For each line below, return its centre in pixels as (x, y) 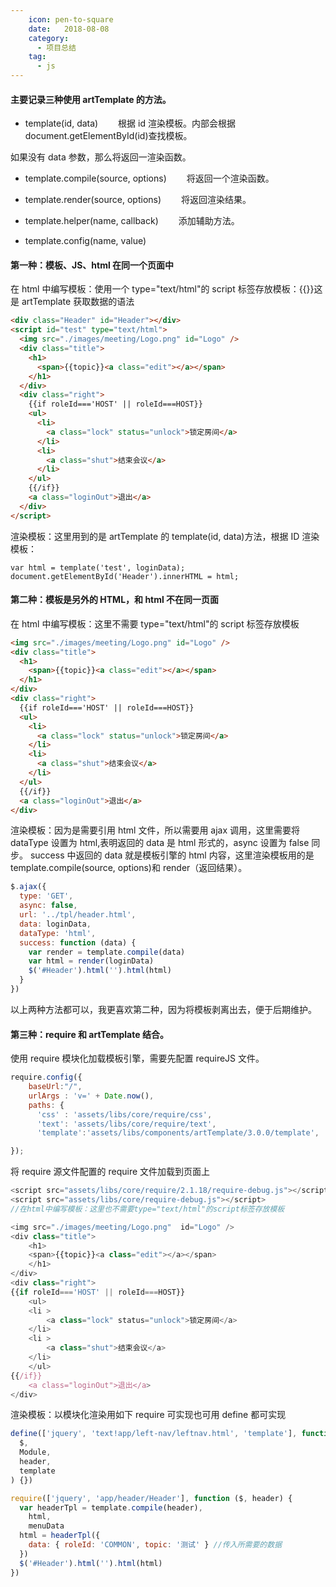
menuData (46, 1526)
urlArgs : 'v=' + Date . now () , (91, 1096)
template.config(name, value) (85, 241)
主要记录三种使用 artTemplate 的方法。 (91, 99)
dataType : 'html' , (58, 933)
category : (49, 38)
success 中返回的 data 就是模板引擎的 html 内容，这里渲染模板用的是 (172, 855)
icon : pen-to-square (71, 19)
